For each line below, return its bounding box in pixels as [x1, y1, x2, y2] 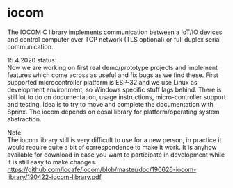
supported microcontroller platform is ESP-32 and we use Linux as [7, 78, 198, 86]
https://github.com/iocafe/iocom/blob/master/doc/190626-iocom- [7, 165, 197, 173]
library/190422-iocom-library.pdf [7, 172, 102, 181]
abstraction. [7, 114, 42, 123]
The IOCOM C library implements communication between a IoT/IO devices [7, 28, 223, 36]
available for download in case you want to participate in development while [7, 151, 225, 159]
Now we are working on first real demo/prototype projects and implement [7, 63, 218, 71]
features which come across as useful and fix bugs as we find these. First [7, 71, 219, 79]
